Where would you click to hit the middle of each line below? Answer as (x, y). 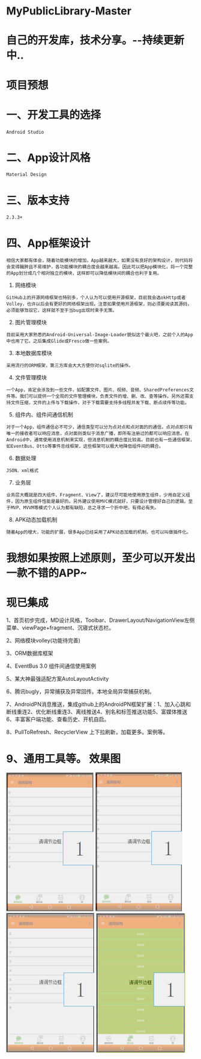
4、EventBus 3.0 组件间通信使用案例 (51, 666)
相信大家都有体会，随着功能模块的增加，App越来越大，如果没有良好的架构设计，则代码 (97, 261)
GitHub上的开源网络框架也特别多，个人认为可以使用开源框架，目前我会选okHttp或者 (96, 298)
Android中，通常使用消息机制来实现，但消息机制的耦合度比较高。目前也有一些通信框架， (100, 440)
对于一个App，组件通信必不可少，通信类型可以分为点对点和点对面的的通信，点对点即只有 (100, 427)
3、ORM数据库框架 (30, 653)
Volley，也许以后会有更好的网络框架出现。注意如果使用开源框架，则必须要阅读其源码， (99, 304)
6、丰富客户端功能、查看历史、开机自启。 (58, 719)
